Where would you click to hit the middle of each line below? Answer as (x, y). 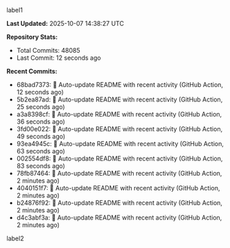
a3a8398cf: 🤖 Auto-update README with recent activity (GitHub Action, (119, 114)
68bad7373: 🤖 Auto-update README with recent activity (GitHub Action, (120, 85)
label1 (15, 10)
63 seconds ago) (41, 151)
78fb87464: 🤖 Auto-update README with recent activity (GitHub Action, (119, 173)
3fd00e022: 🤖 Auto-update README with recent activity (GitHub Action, (120, 129)
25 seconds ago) (41, 107)
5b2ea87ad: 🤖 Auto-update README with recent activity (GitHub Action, (120, 99)
